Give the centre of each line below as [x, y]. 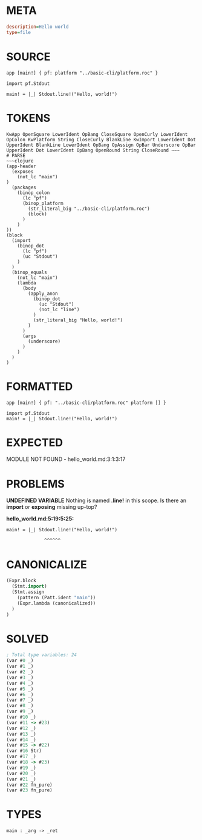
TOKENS [28, 118]
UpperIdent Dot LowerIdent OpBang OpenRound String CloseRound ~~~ [93, 150]
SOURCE [28, 57]
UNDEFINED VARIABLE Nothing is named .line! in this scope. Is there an [96, 500]
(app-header [21, 166]
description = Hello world [37, 27]
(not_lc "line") [59, 309]
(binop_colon [34, 193]
